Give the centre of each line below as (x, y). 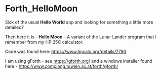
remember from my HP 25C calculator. (44, 42)
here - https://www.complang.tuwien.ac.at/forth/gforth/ (62, 66)
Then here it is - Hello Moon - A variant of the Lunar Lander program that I (81, 37)
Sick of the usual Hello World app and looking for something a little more (79, 22)
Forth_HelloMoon (41, 9)
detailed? (14, 27)
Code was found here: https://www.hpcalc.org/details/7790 (66, 51)
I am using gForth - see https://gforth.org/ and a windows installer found (79, 61)
